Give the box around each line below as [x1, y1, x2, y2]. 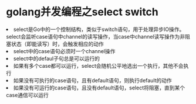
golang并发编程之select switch [6, 5, 158, 19]
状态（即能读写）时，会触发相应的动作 [11, 40, 104, 47]
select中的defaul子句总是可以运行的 [13, 55, 100, 62]
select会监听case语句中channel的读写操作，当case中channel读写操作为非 [6, 33, 185, 40]
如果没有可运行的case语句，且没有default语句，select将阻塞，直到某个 [13, 84, 185, 91]
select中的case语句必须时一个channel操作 [13, 47, 116, 54]
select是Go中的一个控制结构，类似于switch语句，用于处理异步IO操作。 [13, 26, 185, 33]
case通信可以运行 [6, 91, 49, 98]
